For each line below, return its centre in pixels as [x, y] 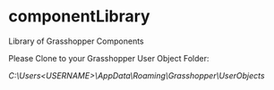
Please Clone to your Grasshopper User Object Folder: [109, 58]
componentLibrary [79, 16]
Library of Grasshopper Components [76, 41]
